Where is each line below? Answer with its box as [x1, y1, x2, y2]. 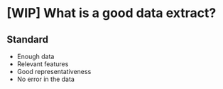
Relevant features [16, 60, 69, 68]
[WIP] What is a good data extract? [6, 5, 217, 21]
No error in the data [16, 75, 75, 83]
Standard [6, 33, 49, 46]
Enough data [16, 52, 55, 61]
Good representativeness [16, 68, 92, 75]
